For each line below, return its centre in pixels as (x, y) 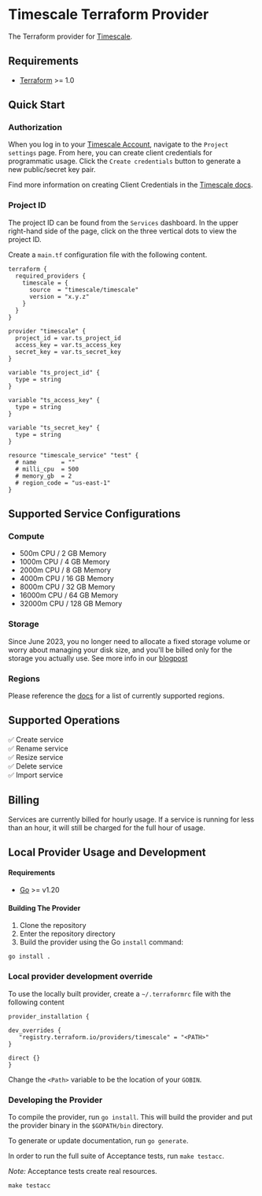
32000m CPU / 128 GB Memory (71, 604)
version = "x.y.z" (59, 296)
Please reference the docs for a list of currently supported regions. (116, 696)
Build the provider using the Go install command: (101, 942)
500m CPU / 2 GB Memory (63, 553)
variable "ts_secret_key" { (54, 427)
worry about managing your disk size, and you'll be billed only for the (120, 650)
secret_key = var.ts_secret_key (68, 352)
